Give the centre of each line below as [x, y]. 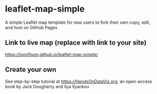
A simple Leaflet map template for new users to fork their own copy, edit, [78, 22]
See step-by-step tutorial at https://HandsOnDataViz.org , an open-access [79, 81]
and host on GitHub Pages [31, 27]
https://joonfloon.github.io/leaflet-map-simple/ [52, 54]
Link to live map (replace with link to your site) [76, 43]
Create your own [31, 70]
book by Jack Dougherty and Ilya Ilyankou [47, 86]
